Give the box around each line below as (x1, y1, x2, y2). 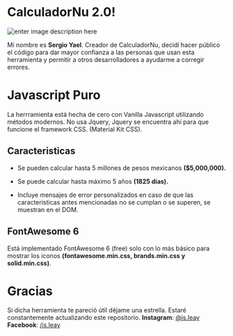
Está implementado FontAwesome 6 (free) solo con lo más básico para (7, 244, 210, 253)
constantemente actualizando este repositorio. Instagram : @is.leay (7, 314, 200, 322)
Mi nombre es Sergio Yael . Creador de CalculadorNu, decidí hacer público (7, 40, 220, 49)
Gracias (7, 283, 54, 299)
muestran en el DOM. (17, 205, 79, 214)
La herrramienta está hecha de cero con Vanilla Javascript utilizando (7, 110, 204, 118)
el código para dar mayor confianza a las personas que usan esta (7, 48, 195, 56)
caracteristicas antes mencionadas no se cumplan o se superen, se (17, 198, 211, 206)
